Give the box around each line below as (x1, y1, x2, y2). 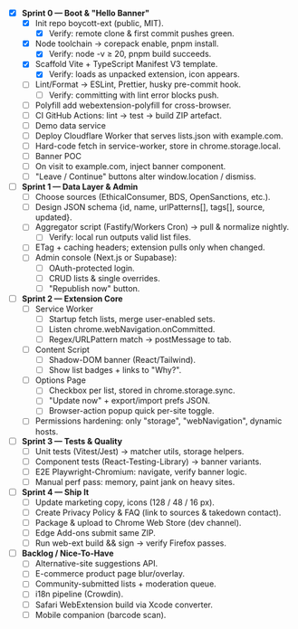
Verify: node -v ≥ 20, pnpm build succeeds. (48, 49, 212, 60)
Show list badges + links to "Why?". (48, 365, 182, 376)
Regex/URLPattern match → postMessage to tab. (48, 334, 232, 345)
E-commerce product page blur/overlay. (34, 568, 186, 579)
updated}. (34, 212, 73, 223)
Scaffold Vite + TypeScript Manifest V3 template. (34, 59, 218, 70)
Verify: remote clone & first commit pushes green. (48, 28, 235, 39)
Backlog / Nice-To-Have (21, 548, 114, 559)
